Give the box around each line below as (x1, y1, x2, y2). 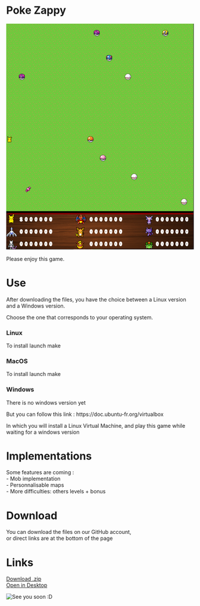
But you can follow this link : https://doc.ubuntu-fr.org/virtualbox (6, 411, 164, 418)
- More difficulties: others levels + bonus (6, 488, 106, 495)
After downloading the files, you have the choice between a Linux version (6, 296, 186, 303)
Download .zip (6, 576, 42, 583)
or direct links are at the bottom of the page (6, 534, 113, 542)
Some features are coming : (6, 469, 74, 476)
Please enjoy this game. (6, 255, 65, 262)
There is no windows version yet (6, 399, 86, 406)
